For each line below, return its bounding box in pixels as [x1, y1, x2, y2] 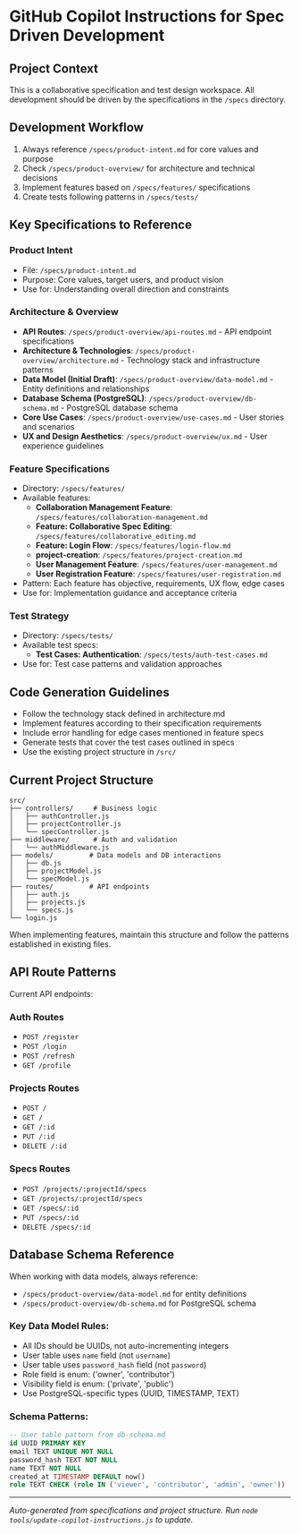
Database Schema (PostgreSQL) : [21, 392, 147, 404]
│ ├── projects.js [9, 898, 87, 908]
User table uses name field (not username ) [21, 1350, 171, 1360]
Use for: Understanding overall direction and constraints [21, 284, 229, 294]
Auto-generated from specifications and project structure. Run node [9, 1505, 259, 1516]
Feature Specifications [9, 463, 110, 475]
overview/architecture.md [21, 356, 119, 365]
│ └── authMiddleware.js [9, 843, 110, 852]
